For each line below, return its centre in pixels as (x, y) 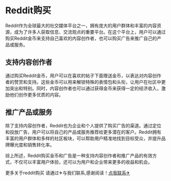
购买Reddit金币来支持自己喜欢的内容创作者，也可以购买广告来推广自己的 (81, 38)
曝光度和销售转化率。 (32, 145)
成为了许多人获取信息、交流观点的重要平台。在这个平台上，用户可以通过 (90, 32)
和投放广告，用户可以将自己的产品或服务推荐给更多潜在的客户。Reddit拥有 (83, 132)
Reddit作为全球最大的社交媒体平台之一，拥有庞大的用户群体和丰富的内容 (81, 25)
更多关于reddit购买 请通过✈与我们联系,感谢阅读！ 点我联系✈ (68, 173)
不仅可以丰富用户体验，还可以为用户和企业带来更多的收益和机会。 (83, 162)
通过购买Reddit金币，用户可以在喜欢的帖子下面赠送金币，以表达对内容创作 (83, 75)
